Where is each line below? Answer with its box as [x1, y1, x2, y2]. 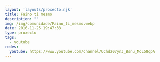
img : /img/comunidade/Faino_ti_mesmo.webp [5, 21, 95, 26]
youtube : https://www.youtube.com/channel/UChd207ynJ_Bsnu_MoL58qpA [9, 49, 155, 54]
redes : [5, 44, 19, 49]
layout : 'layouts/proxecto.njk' [5, 7, 72, 12]
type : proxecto [5, 30, 37, 35]
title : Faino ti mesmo [5, 12, 52, 17]
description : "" [5, 16, 39, 21]
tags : [5, 35, 16, 40]
